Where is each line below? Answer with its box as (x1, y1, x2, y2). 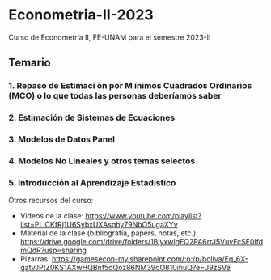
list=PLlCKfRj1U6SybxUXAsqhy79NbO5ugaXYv (19, 220, 178, 230)
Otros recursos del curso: (8, 196, 94, 206)
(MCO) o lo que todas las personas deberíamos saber (8, 91, 222, 102)
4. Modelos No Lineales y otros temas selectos (8, 155, 196, 167)
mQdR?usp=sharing (19, 245, 87, 256)
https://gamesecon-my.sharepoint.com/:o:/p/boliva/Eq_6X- (51, 254, 249, 264)
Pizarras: (19, 254, 50, 264)
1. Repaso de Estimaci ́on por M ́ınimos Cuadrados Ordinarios (8, 80, 252, 91)
